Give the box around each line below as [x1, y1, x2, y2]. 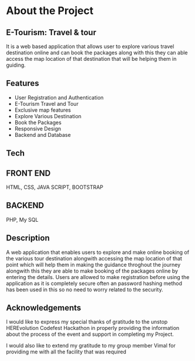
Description [6, 233, 50, 243]
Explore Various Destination [14, 112, 82, 119]
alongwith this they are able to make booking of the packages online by [6, 267, 179, 274]
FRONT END [6, 168, 51, 178]
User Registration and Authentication [14, 94, 104, 101]
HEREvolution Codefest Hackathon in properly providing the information [6, 325, 180, 332]
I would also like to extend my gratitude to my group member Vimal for [6, 342, 176, 349]
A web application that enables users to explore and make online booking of [6, 249, 189, 256]
